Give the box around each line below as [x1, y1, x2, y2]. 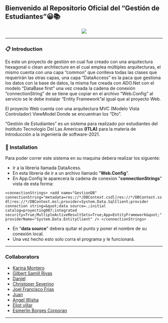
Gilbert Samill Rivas [12, 270, 52, 276]
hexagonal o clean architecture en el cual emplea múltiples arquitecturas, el [5, 64, 161, 70]
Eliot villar [12, 302, 33, 308]
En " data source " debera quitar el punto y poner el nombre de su [12, 225, 147, 232]
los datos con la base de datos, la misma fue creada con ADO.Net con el [5, 80, 154, 86]
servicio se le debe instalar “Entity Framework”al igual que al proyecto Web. [5, 96, 161, 102]
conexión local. [12, 231, 44, 237]
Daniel [12, 275, 26, 281]
